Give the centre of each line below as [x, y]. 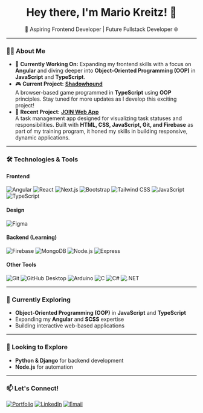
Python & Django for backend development [69, 360]
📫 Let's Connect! [33, 389]
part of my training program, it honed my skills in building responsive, [101, 131]
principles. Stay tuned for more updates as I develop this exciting [96, 99]
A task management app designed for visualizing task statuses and [98, 118]
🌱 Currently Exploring [39, 300]
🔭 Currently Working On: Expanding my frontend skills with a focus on [103, 64]
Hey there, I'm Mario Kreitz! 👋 [101, 12]
